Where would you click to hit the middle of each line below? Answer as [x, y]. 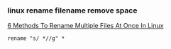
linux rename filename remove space [72, 10]
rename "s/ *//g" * [36, 38]
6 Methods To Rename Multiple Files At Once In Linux [85, 26]
